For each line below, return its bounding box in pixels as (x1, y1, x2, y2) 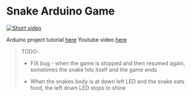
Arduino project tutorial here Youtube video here (6, 36, 127, 43)
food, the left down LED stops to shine (30, 84, 126, 92)
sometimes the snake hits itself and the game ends (30, 65, 158, 73)
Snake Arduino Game (6, 4, 115, 18)
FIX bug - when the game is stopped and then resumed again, (30, 59, 186, 67)
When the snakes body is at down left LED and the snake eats (30, 78, 185, 85)
